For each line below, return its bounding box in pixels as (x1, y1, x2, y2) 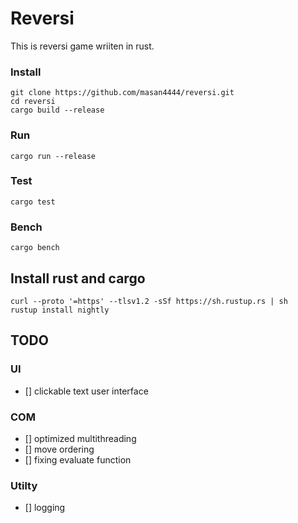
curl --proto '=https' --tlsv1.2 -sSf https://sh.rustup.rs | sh (10, 296, 288, 306)
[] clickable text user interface (24, 385, 149, 397)
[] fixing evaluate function (24, 453, 132, 466)
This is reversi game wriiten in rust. (10, 40, 155, 52)
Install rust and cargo (10, 270, 146, 287)
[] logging (24, 502, 66, 514)
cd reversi (10, 97, 56, 107)
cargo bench (10, 243, 60, 253)
